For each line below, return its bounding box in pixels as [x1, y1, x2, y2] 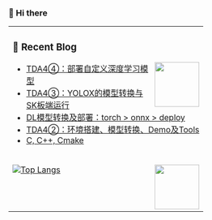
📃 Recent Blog [12, 41, 77, 54]
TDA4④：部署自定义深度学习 [26, 63, 141, 75]
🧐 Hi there [8, 7, 49, 19]
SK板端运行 [26, 100, 70, 111]
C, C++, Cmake [26, 135, 84, 146]
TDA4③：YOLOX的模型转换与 [26, 88, 143, 99]
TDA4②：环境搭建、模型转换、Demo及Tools [26, 124, 200, 136]
